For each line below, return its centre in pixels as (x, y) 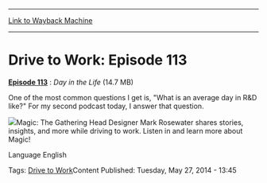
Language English (38, 154)
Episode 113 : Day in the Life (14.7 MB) (71, 82)
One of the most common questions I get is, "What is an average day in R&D (133, 97)
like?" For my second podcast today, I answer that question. (106, 106)
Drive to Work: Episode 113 (98, 60)
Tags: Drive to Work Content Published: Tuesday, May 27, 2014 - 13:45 (122, 170)
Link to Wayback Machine (50, 20)
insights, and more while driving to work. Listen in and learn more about (126, 130)
